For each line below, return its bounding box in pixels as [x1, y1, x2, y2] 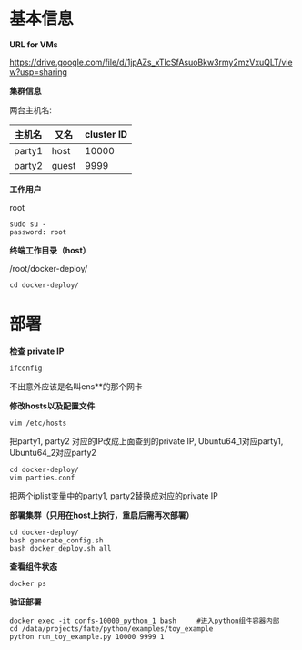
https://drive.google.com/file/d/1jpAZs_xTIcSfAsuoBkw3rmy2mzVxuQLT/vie [9, 57, 293, 67]
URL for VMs [9, 38, 58, 50]
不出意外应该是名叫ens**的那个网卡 [9, 380, 143, 392]
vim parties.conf [9, 473, 75, 482]
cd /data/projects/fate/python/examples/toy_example [9, 624, 214, 634]
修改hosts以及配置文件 [9, 400, 96, 411]
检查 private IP [9, 346, 65, 356]
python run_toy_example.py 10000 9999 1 [9, 632, 166, 641]
